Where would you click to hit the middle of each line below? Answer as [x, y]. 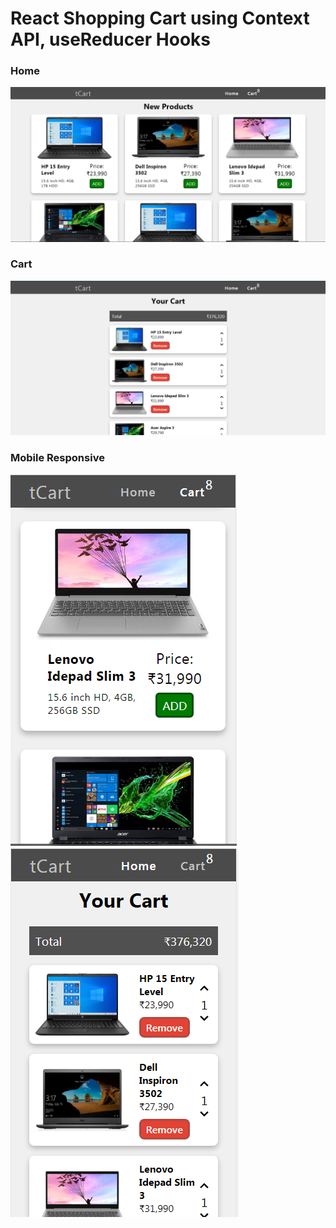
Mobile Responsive [57, 457]
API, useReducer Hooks [111, 39]
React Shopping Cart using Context [160, 18]
